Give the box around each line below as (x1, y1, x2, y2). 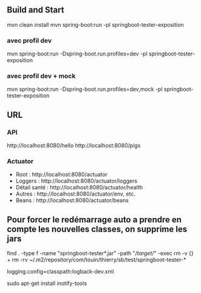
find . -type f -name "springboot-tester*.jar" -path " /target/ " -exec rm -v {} (7, 250, 194, 257)
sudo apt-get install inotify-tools (7, 280, 87, 287)
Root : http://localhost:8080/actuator (15, 171, 108, 178)
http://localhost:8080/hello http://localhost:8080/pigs (7, 142, 141, 149)
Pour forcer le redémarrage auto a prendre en (7, 214, 182, 225)
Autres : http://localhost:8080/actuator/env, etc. (15, 190, 136, 197)
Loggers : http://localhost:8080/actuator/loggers (15, 177, 138, 185)
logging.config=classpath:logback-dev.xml (7, 268, 114, 275)
